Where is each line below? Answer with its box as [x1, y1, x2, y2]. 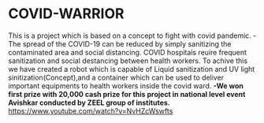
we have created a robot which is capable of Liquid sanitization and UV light [8, 64, 255, 73]
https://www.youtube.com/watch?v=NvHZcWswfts [8, 106, 173, 115]
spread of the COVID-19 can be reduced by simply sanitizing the [22, 39, 232, 48]
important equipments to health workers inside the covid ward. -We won [8, 80, 244, 91]
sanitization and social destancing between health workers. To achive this [8, 56, 248, 65]
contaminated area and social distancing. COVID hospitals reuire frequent [8, 47, 247, 57]
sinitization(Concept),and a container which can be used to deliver [8, 73, 225, 82]
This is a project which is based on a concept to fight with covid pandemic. [8, 31, 252, 40]
